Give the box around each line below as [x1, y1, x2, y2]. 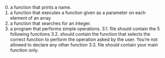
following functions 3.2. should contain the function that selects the [10, 31, 150, 37]
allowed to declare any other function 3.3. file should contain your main [10, 42, 158, 47]
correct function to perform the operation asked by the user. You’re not [10, 36, 158, 42]
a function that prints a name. [10, 5, 72, 10]
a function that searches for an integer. [10, 20, 91, 26]
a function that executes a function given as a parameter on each [10, 10, 146, 16]
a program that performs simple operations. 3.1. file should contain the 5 [10, 26, 160, 32]
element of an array [10, 15, 51, 21]
